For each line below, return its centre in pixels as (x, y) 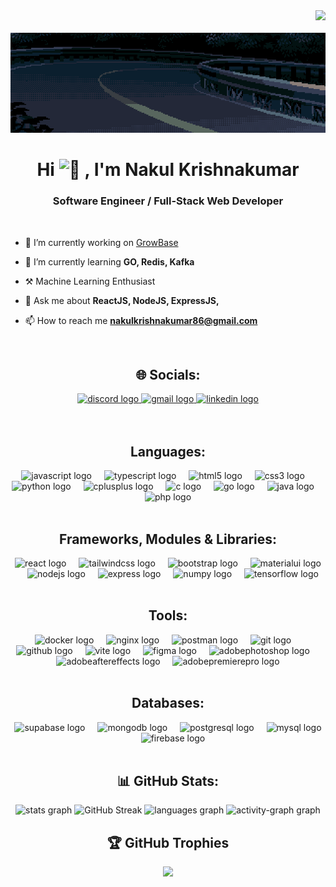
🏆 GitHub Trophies (168, 842)
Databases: (168, 703)
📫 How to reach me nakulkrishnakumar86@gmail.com (141, 320)
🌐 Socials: (168, 375)
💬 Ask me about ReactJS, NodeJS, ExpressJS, (122, 300)
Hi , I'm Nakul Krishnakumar (168, 170)
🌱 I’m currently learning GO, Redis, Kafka (109, 261)
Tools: (168, 615)
